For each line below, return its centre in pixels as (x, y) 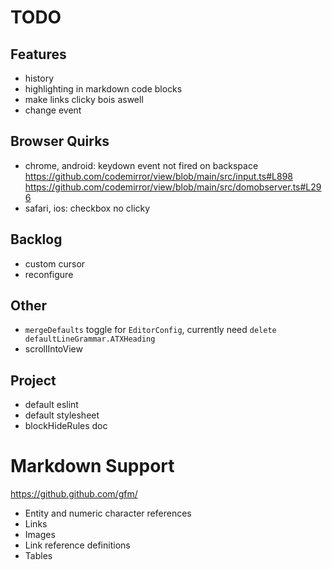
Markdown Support (92, 466)
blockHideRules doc (66, 426)
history (39, 78)
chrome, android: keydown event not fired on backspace (141, 165)
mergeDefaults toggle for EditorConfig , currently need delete (150, 330)
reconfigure (49, 274)
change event (53, 110)
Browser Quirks (60, 141)
